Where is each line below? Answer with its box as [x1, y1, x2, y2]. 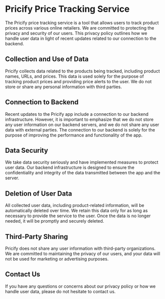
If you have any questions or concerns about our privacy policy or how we [5, 283, 156, 289]
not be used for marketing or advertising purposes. [5, 256, 109, 262]
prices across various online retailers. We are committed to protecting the [5, 25, 154, 31]
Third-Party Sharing [5, 233, 68, 241]
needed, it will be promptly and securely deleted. [5, 218, 104, 224]
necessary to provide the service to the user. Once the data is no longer [5, 213, 151, 219]
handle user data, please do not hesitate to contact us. [5, 288, 116, 294]
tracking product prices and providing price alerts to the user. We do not [5, 78, 152, 84]
